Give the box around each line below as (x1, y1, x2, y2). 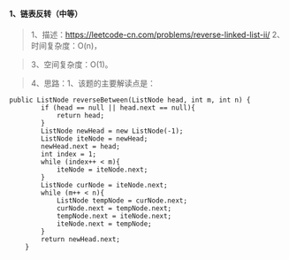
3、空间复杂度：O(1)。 (30, 59, 113, 70)
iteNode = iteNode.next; (56, 165, 148, 174)
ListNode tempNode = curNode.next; (56, 196, 188, 205)
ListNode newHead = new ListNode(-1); (41, 126, 184, 136)
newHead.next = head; (41, 142, 121, 151)
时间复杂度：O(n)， (30, 41, 102, 51)
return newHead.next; (41, 235, 121, 244)
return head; (56, 111, 104, 120)
